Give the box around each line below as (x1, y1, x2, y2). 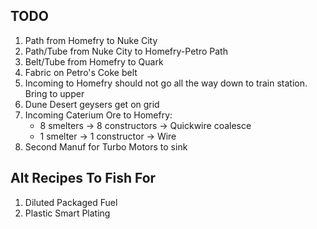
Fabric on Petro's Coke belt (24, 66, 138, 78)
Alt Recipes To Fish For (10, 170, 157, 187)
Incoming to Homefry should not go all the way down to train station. (24, 77, 308, 89)
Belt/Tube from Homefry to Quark (24, 55, 164, 68)
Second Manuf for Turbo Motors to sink (24, 140, 188, 153)
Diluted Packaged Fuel (24, 196, 118, 208)
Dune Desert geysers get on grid (24, 98, 160, 110)
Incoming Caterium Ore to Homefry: (24, 109, 173, 121)
